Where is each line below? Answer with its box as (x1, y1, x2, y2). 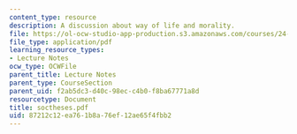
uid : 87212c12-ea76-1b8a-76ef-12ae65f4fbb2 (9, 111, 172, 120)
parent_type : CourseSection (9, 78, 113, 87)
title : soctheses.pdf (9, 103, 89, 112)
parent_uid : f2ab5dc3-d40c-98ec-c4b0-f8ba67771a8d (9, 86, 200, 95)
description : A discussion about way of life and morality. (9, 21, 236, 30)
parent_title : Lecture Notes (9, 71, 117, 79)
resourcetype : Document (9, 94, 97, 104)
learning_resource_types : (9, 46, 104, 55)
